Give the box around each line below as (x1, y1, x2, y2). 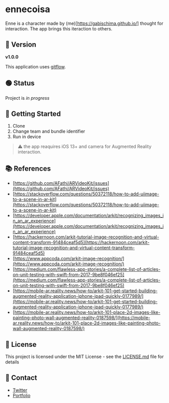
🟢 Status (5, 79, 35, 88)
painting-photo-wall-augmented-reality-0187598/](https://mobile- (12, 315, 151, 321)
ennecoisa (5, 4, 51, 15)
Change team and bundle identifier (12, 128, 86, 135)
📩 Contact (5, 374, 37, 382)
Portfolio (12, 392, 31, 398)
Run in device (12, 134, 41, 140)
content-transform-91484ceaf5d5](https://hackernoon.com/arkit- (12, 239, 150, 246)
